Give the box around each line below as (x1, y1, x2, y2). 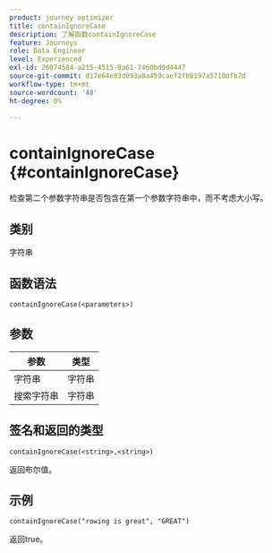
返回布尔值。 (9, 463, 56, 475)
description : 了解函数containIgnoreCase (9, 30, 157, 39)
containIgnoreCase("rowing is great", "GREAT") (9, 517, 191, 526)
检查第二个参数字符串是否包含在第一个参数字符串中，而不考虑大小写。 (9, 193, 268, 203)
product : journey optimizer (9, 13, 115, 22)
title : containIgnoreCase (9, 22, 106, 30)
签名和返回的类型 (9, 423, 104, 438)
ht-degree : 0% (9, 96, 63, 106)
